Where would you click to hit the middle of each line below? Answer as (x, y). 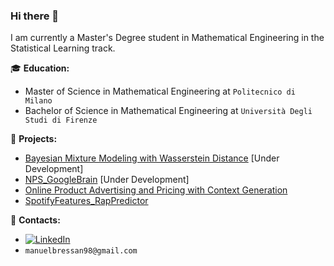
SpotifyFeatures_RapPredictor (86, 201)
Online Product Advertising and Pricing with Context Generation (156, 190)
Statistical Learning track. (63, 48)
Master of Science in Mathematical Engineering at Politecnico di (160, 91)
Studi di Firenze (61, 120)
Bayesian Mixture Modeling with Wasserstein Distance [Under (152, 158)
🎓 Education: (40, 68)
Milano (38, 101)
